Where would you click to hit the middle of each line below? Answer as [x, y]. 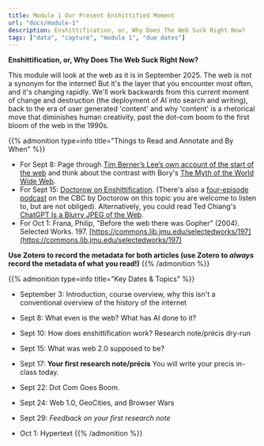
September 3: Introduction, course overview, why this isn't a [117, 294]
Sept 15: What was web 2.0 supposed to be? [92, 349]
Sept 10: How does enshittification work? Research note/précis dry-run [135, 333]
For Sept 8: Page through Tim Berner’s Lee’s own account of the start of [137, 165]
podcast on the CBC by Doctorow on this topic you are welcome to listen [138, 198]
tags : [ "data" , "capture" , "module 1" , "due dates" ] [97, 37]
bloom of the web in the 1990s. [58, 126]
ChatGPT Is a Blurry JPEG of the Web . [81, 215]
